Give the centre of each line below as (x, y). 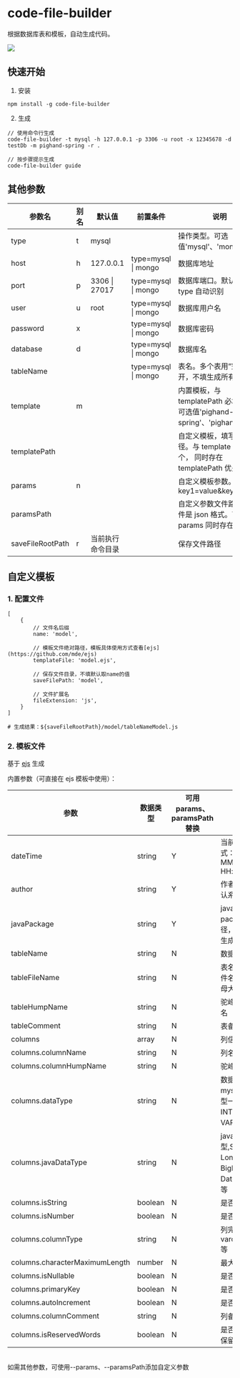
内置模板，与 (200, 390)
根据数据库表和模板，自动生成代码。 (61, 34)
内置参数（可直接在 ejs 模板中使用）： (62, 778)
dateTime (27, 856)
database (27, 349)
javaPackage (32, 924)
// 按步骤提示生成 (31, 159)
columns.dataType (42, 1100)
